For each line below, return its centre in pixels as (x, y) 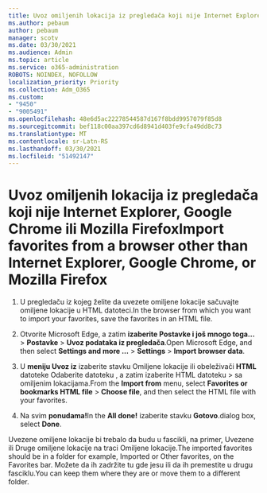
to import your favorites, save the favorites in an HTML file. (116, 319)
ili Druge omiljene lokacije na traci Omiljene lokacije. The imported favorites (130, 448)
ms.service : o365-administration (64, 68)
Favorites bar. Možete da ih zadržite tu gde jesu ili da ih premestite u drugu (130, 465)
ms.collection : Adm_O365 (49, 89)
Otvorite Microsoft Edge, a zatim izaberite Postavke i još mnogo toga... (137, 334)
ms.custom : (26, 97)
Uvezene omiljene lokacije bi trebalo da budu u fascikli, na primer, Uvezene (131, 440)
